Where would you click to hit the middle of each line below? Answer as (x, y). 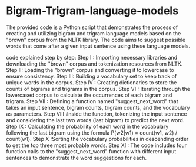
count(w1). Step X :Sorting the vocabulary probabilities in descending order (97, 139)
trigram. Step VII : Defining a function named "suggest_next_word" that (92, 101)
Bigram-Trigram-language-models (92, 11)
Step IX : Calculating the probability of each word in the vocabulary (87, 126)
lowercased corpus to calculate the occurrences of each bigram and (89, 95)
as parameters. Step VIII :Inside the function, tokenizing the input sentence (97, 114)
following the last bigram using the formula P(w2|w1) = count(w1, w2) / (92, 132)
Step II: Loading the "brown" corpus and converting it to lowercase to (90, 70)
